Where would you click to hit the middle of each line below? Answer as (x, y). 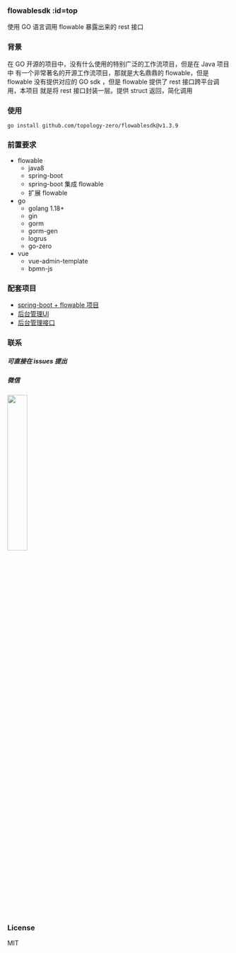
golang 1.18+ (46, 208)
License (21, 927)
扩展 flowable (48, 193)
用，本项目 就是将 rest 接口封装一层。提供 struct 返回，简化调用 (100, 90)
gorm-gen (43, 231)
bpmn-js (40, 269)
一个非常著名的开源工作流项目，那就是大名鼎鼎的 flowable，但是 (115, 72)
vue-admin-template (58, 261)
